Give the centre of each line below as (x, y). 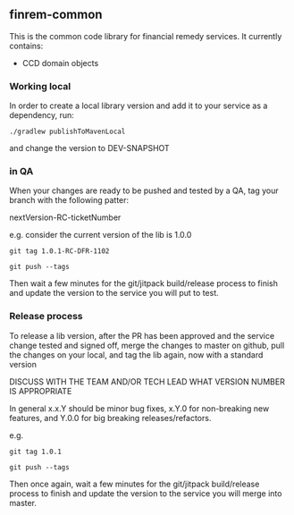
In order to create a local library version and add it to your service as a (139, 106)
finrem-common (56, 15)
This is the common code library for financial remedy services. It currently (146, 36)
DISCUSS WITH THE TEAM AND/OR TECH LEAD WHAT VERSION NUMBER (147, 381)
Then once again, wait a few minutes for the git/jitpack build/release (134, 484)
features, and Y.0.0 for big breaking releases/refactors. (110, 418)
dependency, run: (42, 115)
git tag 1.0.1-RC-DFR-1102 (59, 251)
